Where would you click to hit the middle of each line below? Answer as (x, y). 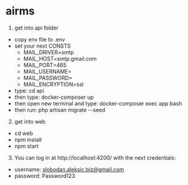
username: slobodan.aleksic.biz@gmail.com (69, 169)
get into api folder (36, 28)
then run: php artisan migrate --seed (60, 110)
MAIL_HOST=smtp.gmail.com (60, 58)
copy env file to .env (40, 39)
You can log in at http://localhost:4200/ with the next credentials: (95, 157)
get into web (30, 121)
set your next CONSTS (42, 46)
